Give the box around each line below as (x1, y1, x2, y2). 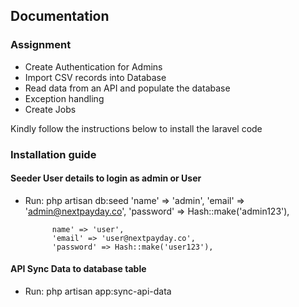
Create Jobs (24, 103, 77, 115)
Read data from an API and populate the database (24, 82, 231, 94)
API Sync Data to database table (10, 263, 147, 275)
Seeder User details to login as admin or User (10, 172, 202, 184)
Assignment (10, 38, 72, 52)
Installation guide (10, 147, 97, 161)
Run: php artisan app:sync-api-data (24, 285, 172, 298)
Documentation (10, 8, 110, 25)
